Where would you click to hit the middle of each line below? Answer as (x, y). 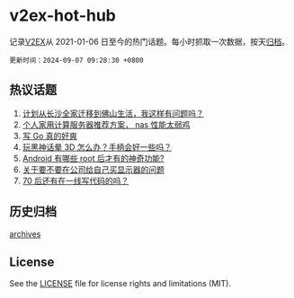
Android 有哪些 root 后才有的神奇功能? (93, 158)
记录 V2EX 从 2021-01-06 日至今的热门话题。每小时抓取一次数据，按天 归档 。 (150, 41)
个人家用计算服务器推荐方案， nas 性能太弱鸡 (106, 124)
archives (25, 233)
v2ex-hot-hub (63, 16)
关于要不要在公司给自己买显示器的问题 (93, 169)
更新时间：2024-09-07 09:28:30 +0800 (76, 60)
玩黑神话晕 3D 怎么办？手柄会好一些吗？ (97, 147)
